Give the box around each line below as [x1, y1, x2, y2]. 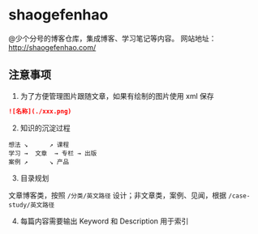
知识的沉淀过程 [19, 123, 71, 133]
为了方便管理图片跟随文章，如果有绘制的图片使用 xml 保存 [19, 91, 214, 100]
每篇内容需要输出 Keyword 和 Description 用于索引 [19, 216, 189, 226]
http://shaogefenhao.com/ [8, 42, 97, 52]
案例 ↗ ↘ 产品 [8, 158, 70, 166]
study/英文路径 [8, 201, 55, 209]
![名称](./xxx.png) [8, 107, 72, 115]
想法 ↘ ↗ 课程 [8, 140, 70, 149]
